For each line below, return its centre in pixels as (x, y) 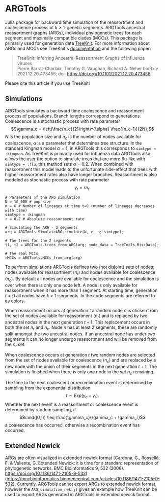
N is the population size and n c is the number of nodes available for (73, 137)
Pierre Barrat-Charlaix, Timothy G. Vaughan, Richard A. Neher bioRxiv (87, 68)
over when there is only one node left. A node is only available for (71, 285)
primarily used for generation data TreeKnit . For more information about (78, 43)
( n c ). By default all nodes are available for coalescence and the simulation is (82, 279)
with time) (16, 211)
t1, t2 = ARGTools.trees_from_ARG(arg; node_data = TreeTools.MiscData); (82, 245)
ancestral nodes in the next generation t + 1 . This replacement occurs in (78, 322)
